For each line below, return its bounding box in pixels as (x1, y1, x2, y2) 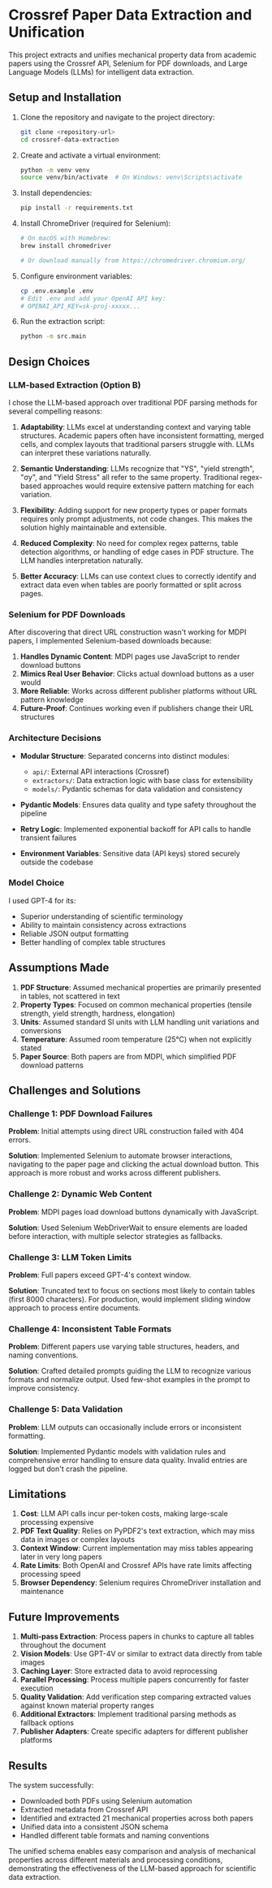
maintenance (19, 1587, 64, 1596)
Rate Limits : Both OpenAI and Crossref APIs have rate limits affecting (19, 1561, 253, 1570)
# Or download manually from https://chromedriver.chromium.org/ (19, 256, 246, 265)
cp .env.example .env (19, 287, 93, 295)
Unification (8, 23, 85, 41)
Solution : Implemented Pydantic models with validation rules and (8, 1446, 226, 1456)
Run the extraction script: (19, 317, 106, 327)
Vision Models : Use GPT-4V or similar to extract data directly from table (19, 1649, 262, 1659)
